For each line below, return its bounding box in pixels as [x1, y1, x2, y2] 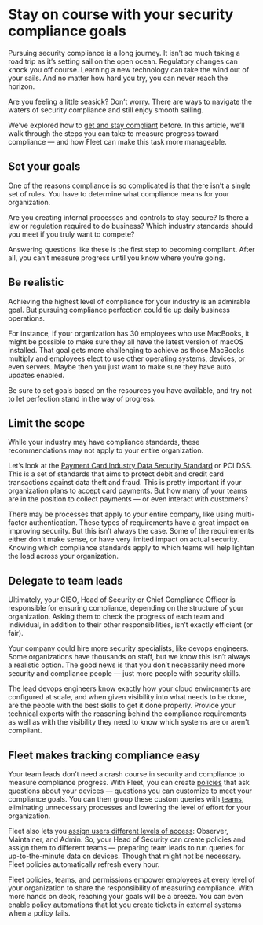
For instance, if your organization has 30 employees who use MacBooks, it [8, 329, 250, 338]
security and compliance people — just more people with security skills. [8, 669, 241, 678]
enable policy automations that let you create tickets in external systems [8, 900, 242, 909]
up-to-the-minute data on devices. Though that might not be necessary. [8, 851, 242, 861]
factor [8, 518, 27, 527]
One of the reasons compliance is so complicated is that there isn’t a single [8, 181, 251, 190]
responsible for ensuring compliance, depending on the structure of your [8, 604, 244, 613]
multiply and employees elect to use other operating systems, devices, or [8, 354, 246, 363]
